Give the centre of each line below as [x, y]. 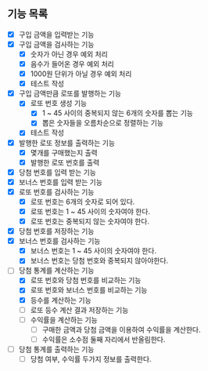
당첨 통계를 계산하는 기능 [56, 271]
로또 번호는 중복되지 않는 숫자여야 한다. [90, 221]
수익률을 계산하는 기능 [64, 319]
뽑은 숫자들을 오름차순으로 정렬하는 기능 [102, 123]
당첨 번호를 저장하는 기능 [56, 231]
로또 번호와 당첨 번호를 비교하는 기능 [86, 280]
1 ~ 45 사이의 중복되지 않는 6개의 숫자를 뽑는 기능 [117, 113]
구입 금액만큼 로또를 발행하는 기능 [70, 93]
